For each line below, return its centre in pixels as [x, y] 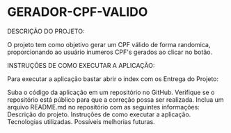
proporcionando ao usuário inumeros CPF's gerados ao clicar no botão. [110, 52]
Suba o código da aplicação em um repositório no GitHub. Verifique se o [111, 92]
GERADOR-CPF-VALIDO [78, 12]
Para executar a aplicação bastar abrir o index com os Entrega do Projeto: [113, 79]
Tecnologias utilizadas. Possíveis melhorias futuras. [81, 121]
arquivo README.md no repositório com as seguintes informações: [103, 107]
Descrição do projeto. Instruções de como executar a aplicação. [99, 114]
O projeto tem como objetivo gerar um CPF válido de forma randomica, [109, 44]
